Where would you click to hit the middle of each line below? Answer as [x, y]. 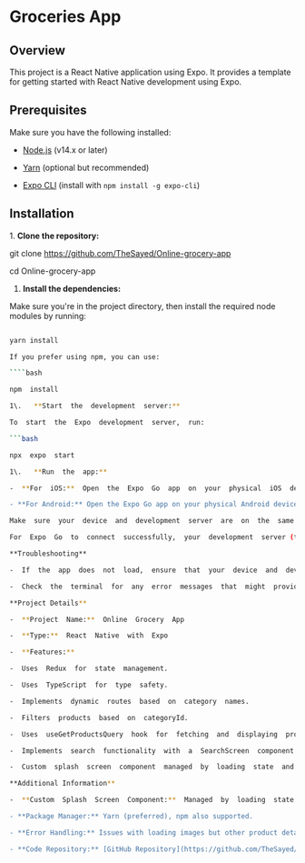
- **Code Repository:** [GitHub [70, 849]
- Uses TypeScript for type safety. [89, 685]
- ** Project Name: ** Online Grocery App [97, 619]
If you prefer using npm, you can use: [85, 356]
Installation [42, 214]
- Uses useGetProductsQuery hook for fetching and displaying [144, 734]
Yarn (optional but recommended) [86, 167]
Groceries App [65, 17]
